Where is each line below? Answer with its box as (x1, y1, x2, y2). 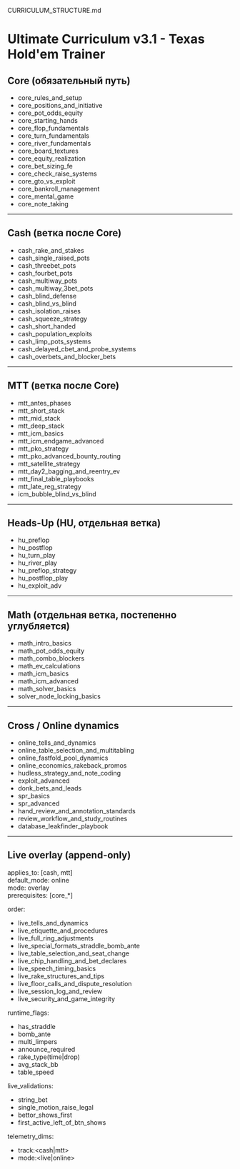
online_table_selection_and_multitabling (17, 746, 134, 755)
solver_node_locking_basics (17, 692, 101, 701)
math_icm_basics (17, 669, 69, 678)
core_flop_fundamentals (17, 124, 89, 132)
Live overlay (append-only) (7, 849, 131, 861)
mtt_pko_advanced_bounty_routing (17, 451, 121, 460)
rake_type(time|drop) (17, 1053, 80, 1061)
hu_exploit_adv (17, 581, 62, 590)
